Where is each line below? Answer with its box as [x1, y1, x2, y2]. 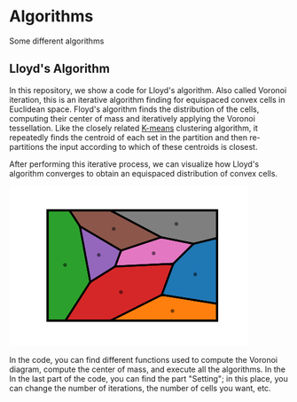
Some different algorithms [9, 35, 105, 46]
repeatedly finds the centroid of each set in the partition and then [9, 131, 248, 143]
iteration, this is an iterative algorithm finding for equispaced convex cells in [9, 94, 285, 105]
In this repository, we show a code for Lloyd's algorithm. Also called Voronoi [9, 84, 287, 95]
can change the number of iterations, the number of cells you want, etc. [9, 382, 272, 393]
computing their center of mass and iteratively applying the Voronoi [9, 113, 255, 123]
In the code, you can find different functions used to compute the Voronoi [9, 354, 277, 365]
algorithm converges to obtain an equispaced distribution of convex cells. [9, 168, 277, 178]
